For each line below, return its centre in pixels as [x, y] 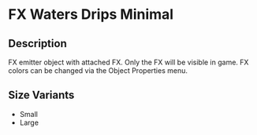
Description [37, 44]
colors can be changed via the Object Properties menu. [98, 71]
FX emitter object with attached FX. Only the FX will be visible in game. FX [128, 62]
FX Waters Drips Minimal [91, 15]
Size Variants [41, 95]
